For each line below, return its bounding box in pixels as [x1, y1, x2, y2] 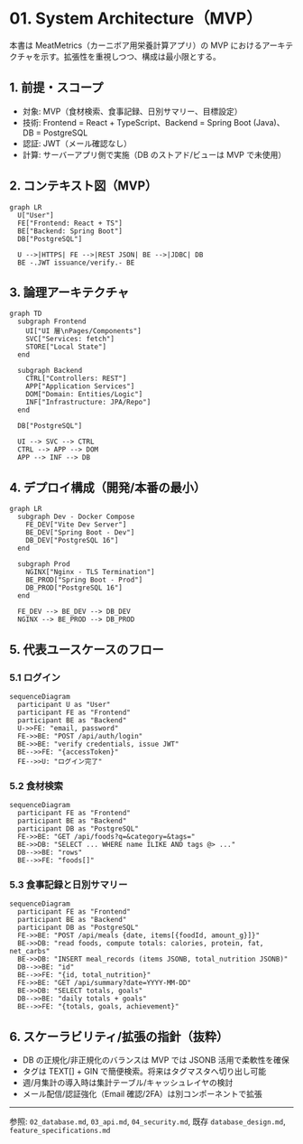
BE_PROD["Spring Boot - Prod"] [25, 575, 143, 585]
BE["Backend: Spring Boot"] [17, 227, 124, 236]
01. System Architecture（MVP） [9, 8, 263, 29]
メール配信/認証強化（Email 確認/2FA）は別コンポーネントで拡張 [22, 1089, 263, 1100]
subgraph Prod [17, 560, 70, 569]
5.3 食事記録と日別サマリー [9, 879, 128, 891]
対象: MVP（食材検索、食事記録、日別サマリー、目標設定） [22, 106, 243, 116]
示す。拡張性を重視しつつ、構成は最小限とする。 [40, 51, 221, 61]
